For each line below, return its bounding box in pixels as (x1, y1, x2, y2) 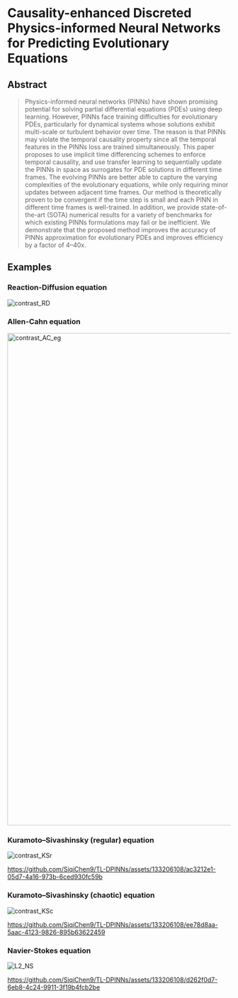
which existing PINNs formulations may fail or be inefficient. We (24, 218, 210, 227)
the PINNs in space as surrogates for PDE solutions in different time (24, 166, 222, 173)
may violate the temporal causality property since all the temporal (24, 135, 217, 143)
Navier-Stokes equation (7, 945, 91, 955)
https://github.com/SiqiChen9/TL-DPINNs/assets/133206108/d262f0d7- (7, 975, 218, 984)
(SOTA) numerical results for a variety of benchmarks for (47, 211, 212, 219)
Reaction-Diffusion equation (7, 283, 108, 293)
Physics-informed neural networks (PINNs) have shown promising (24, 97, 218, 106)
